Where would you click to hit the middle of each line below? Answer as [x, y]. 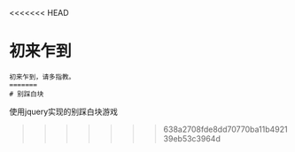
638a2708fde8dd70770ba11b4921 [225, 129]
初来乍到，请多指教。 [42, 77]
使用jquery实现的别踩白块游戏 [63, 111]
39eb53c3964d [192, 138]
